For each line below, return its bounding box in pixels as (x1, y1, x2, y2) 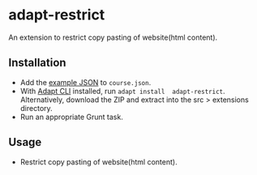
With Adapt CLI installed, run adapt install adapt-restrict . (19, 86, 225, 96)
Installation (8, 56, 66, 70)
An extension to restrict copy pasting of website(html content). (8, 32, 218, 42)
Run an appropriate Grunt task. (19, 112, 123, 122)
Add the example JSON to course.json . (19, 77, 152, 87)
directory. (19, 103, 53, 113)
